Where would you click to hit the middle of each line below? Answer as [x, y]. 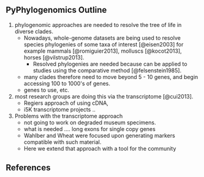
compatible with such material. [62, 142]
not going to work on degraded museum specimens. [90, 122]
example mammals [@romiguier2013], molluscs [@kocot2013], [103, 51]
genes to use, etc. [47, 90]
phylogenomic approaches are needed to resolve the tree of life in [98, 24]
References [28, 168]
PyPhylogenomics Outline [56, 10]
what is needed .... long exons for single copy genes [89, 129]
